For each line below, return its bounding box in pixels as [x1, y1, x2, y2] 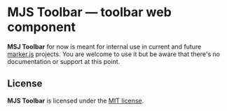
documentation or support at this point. [7, 57, 121, 65]
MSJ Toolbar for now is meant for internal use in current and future [7, 42, 202, 51]
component [7, 19, 76, 35]
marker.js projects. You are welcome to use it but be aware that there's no [7, 50, 221, 58]
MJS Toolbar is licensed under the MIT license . [7, 96, 144, 105]
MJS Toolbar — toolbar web [7, 4, 172, 20]
